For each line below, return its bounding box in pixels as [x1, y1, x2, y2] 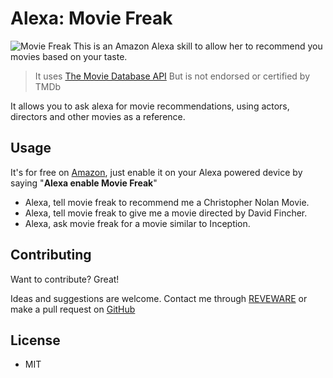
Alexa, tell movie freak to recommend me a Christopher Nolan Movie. [24, 196, 310, 208]
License [10, 332, 61, 349]
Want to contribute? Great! [10, 273, 120, 285]
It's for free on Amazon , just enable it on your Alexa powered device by [10, 166, 303, 178]
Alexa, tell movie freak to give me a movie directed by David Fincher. [24, 207, 308, 219]
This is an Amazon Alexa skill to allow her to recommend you [73, 40, 323, 52]
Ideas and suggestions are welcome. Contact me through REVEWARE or [10, 292, 308, 304]
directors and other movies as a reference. [10, 110, 186, 122]
